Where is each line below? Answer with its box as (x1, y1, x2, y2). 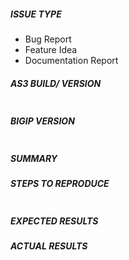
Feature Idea (24, 43, 78, 55)
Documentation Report (24, 54, 119, 66)
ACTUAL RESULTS (10, 240, 88, 252)
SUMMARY (10, 152, 58, 164)
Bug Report (24, 33, 72, 45)
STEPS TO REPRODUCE (10, 177, 110, 189)
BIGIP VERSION (10, 115, 75, 127)
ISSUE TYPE (10, 8, 62, 20)
